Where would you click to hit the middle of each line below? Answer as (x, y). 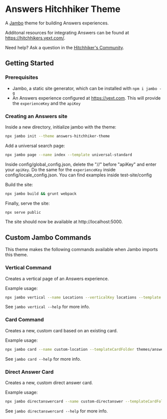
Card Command (25, 320)
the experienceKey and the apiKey (46, 103)
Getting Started (30, 63)
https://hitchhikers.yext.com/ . (35, 38)
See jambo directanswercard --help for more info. (56, 411)
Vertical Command (28, 268)
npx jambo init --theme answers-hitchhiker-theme (58, 136)
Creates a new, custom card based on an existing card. (61, 330)
